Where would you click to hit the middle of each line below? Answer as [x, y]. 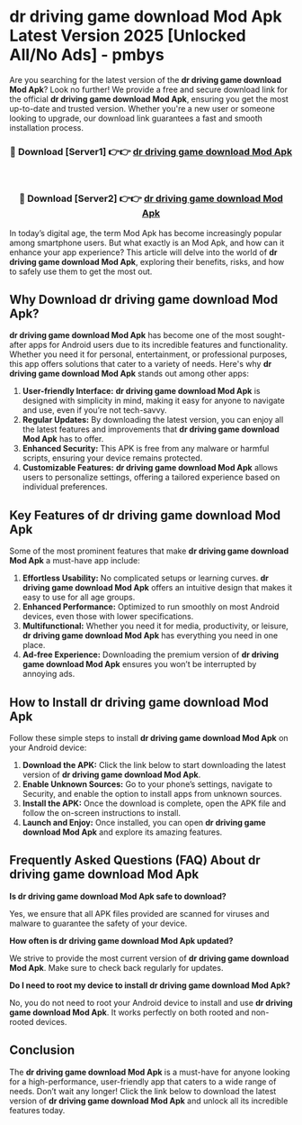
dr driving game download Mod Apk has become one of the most [132, 335]
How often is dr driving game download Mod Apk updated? [121, 940]
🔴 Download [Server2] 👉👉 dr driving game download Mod [151, 198]
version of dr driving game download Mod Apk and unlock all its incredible [149, 1101]
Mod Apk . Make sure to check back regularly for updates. [116, 967]
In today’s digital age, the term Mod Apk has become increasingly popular [146, 233]
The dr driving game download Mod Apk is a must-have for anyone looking [150, 1072]
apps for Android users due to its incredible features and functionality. [158, 345]
